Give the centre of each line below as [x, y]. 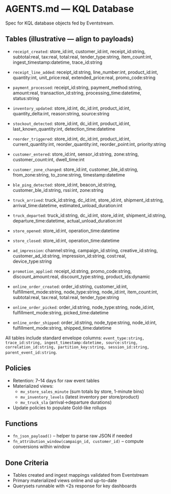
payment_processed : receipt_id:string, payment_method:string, [77, 87]
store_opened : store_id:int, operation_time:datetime [66, 231]
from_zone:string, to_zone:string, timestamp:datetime [69, 175]
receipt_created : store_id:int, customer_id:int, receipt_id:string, [79, 51]
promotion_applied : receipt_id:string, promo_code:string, [72, 271]
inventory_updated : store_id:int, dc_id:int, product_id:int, [72, 108]
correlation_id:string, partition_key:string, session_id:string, [77, 347]
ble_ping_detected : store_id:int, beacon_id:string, [64, 185]
